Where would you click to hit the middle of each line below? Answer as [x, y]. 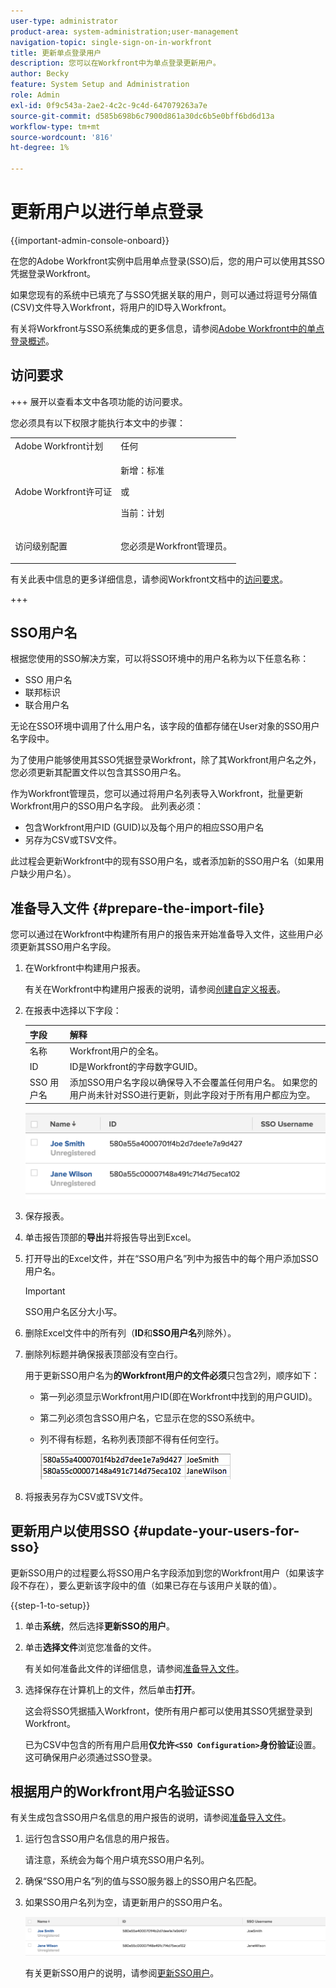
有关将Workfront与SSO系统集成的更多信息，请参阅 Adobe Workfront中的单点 [167, 328]
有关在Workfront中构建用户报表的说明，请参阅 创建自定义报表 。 [155, 989]
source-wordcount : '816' [62, 137]
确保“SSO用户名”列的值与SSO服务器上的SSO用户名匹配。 [143, 1881]
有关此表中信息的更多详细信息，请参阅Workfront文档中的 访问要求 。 [149, 579]
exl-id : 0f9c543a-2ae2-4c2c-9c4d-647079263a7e [109, 105]
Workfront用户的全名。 [116, 1051]
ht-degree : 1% [40, 148]
